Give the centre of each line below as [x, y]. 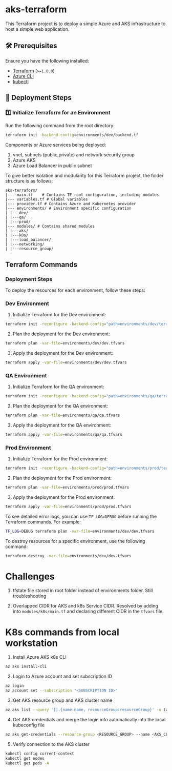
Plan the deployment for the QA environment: [60, 406]
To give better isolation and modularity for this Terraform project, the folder [84, 176]
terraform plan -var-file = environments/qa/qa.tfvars [63, 415]
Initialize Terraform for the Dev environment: [59, 315]
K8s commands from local [62, 632]
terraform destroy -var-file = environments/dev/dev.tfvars [68, 556]
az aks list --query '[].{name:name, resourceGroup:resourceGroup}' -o [83, 710]
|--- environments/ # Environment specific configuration [68, 209]
